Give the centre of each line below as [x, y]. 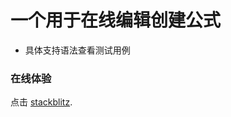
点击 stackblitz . [41, 102]
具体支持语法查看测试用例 [77, 50]
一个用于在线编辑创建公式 [116, 20]
